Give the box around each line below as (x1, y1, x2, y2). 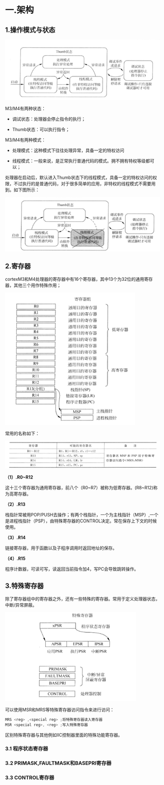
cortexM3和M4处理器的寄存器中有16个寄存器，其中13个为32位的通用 (5, 276, 144, 282)
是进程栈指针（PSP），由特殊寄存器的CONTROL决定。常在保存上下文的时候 (5, 518, 157, 524)
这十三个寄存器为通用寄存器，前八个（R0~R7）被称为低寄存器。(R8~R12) (5, 484, 154, 490)
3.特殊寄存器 (5, 582, 44, 590)
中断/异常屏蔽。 (5, 602, 37, 608)
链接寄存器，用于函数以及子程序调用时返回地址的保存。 (5, 545, 117, 551)
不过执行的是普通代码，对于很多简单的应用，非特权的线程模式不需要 (13, 181, 151, 187)
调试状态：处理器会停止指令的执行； (12, 116, 86, 122)
